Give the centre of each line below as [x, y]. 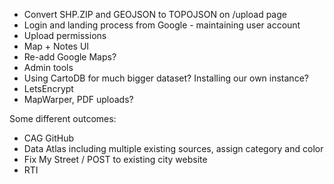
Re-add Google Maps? [70, 57]
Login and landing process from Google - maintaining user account [162, 25]
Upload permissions [65, 35]
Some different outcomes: [63, 118]
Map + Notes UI [56, 46]
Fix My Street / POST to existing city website [115, 159]
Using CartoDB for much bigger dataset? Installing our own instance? [166, 78]
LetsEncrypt [48, 88]
